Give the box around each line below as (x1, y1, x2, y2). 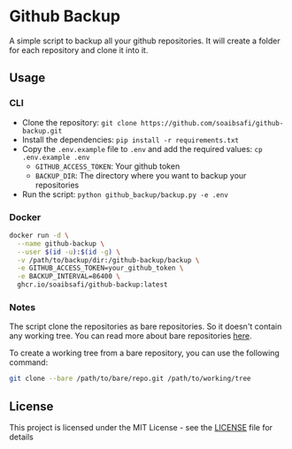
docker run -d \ (9, 231, 69, 240)
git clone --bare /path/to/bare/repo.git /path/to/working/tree (9, 374, 251, 384)
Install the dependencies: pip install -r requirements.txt (21, 134, 239, 145)
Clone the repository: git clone (21, 117, 137, 127)
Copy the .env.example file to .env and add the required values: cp (21, 143, 263, 154)
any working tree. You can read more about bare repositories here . (9, 331, 252, 341)
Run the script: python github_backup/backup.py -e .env (21, 188, 228, 200)
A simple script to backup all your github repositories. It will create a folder (9, 35, 280, 46)
